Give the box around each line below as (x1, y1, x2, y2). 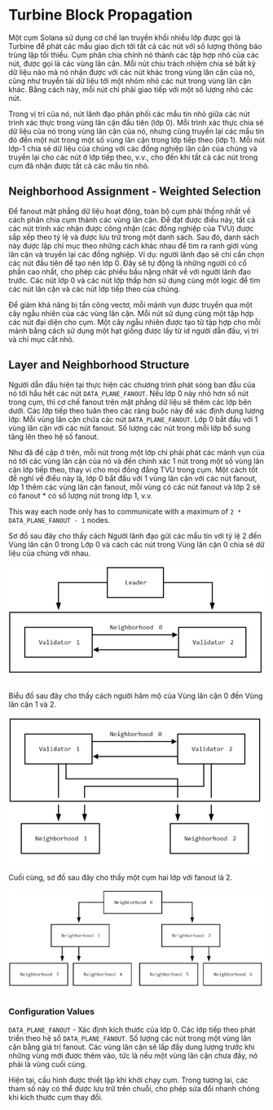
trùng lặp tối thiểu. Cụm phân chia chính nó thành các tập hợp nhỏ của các (8, 50, 259, 59)
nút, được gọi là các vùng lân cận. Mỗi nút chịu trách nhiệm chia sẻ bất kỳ (8, 59, 257, 68)
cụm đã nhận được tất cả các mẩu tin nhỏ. (8, 160, 150, 170)
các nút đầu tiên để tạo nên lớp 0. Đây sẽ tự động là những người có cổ (8, 258, 247, 268)
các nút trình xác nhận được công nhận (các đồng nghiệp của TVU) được (8, 223, 254, 233)
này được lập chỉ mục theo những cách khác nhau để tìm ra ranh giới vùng (8, 240, 258, 250)
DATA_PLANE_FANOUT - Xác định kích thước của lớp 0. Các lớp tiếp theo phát (8, 1024, 256, 1034)
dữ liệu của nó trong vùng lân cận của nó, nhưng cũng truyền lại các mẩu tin (8, 126, 265, 136)
